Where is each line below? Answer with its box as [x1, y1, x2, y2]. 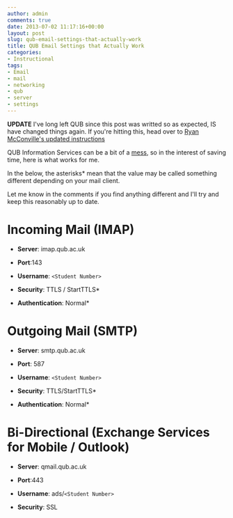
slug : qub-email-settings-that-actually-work [7, 36, 141, 43]
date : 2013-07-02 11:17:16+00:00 [7, 23, 104, 30]
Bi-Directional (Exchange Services [7, 424, 210, 440]
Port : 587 [17, 359, 45, 368]
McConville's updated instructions [7, 134, 106, 143]
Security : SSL [17, 503, 58, 511]
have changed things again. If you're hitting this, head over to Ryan [7, 127, 200, 136]
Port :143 [17, 258, 42, 267]
